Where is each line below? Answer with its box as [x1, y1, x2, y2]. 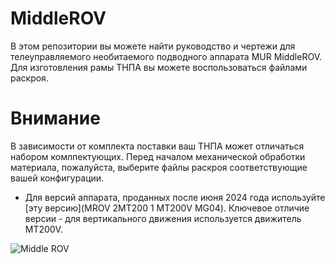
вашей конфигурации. [10, 172, 105, 184]
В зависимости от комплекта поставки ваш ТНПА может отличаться [10, 140, 305, 152]
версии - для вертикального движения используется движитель [24, 212, 302, 224]
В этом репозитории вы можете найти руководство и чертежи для [10, 40, 296, 52]
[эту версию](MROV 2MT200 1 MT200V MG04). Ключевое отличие [24, 202, 310, 214]
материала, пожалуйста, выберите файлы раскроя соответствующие [10, 161, 308, 173]
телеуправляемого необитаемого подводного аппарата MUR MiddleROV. [10, 50, 322, 62]
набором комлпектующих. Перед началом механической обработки [10, 150, 306, 162]
